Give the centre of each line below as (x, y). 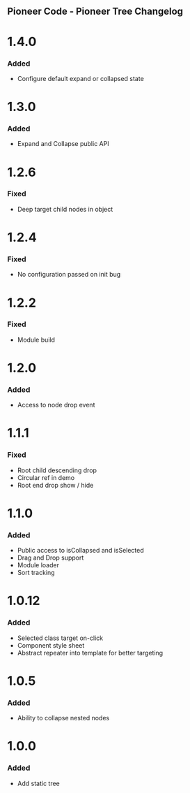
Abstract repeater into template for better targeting (90, 653)
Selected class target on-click (60, 638)
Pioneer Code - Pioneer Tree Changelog (95, 12)
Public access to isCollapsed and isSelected (80, 551)
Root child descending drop (57, 470)
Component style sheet (51, 645)
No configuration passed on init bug (69, 275)
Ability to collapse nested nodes (63, 718)
